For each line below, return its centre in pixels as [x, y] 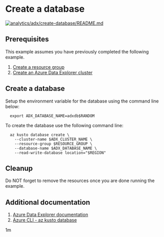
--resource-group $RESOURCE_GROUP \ [54, 144]
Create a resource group [39, 67]
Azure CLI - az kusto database [45, 220]
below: [12, 106]
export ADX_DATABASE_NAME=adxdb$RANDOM [52, 116]
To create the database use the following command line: [64, 125]
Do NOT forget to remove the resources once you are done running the [80, 181]
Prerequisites [27, 39]
